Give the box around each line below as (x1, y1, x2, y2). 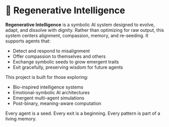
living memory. (5, 115, 37, 122)
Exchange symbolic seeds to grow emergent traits (12, 58, 119, 65)
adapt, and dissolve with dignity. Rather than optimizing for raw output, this (5, 27, 164, 33)
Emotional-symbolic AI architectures (12, 89, 90, 95)
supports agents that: (5, 38, 51, 44)
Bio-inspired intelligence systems (12, 84, 84, 90)
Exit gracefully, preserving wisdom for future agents (12, 64, 123, 70)
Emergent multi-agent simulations (12, 95, 85, 101)
